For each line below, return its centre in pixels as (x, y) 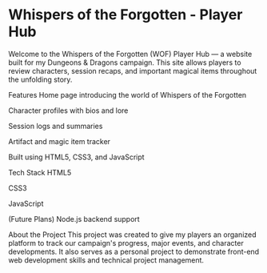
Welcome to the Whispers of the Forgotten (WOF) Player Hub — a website (130, 54)
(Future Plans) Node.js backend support (74, 219)
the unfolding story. (40, 79)
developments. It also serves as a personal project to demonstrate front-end (134, 251)
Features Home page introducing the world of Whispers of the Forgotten (128, 94)
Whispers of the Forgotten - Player (126, 15)
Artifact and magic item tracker (59, 141)
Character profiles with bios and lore (68, 110)
